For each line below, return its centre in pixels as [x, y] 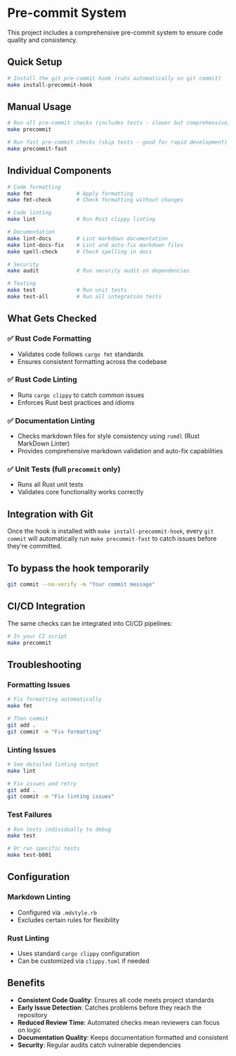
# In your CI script [38, 636]
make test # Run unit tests [67, 290]
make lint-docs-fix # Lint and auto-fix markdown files [96, 245]
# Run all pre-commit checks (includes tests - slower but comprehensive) [119, 123]
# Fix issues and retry [42, 784]
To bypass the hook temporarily [78, 568]
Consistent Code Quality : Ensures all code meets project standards [116, 1000]
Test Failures [30, 815]
